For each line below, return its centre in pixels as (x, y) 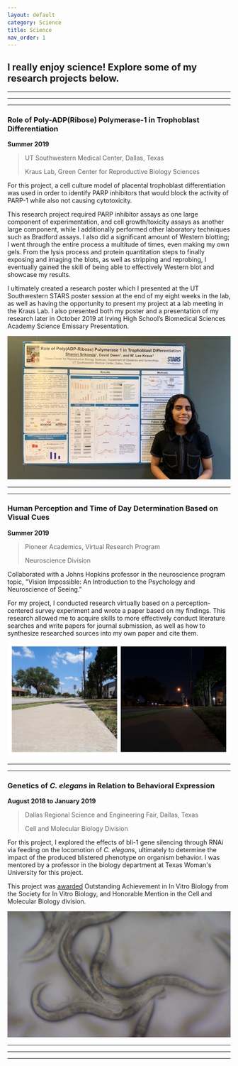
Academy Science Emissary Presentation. (68, 326)
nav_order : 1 (27, 38)
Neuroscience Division (57, 560)
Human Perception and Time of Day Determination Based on (113, 508)
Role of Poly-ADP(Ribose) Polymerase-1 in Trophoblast (103, 119)
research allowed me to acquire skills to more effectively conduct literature (116, 618)
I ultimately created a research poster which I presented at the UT (103, 288)
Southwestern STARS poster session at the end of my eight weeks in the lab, (119, 296)
